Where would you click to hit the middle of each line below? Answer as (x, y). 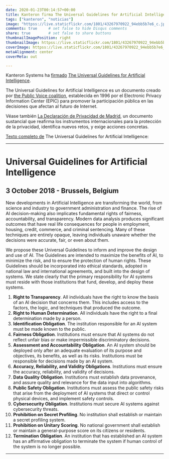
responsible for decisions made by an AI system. (63, 361)
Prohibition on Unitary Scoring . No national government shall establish (87, 425)
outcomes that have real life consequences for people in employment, (78, 224)
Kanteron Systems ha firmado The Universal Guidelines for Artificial (75, 75)
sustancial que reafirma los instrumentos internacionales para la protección (84, 122)
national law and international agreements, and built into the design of (78, 271)
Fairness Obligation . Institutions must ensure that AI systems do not (83, 334)
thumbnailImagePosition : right (38, 38)
